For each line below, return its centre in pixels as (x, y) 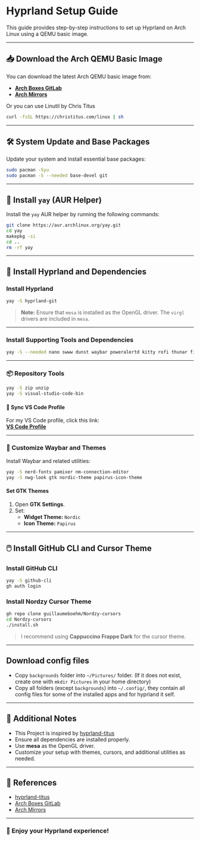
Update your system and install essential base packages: (76, 159)
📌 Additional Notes (41, 719)
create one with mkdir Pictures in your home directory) (83, 682)
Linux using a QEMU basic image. (47, 33)
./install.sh (22, 625)
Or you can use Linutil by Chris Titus (51, 106)
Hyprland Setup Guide (62, 11)
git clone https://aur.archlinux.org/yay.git (63, 225)
